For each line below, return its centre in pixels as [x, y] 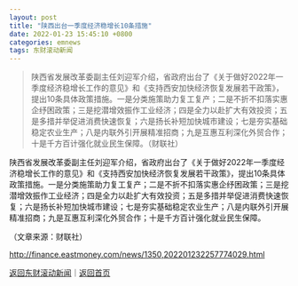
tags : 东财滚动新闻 [41, 51]
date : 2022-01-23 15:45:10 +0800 [71, 34]
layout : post [33, 17]
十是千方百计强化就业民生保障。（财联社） [107, 144]
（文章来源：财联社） [48, 237]
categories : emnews [45, 42]
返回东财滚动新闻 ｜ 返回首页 [60, 273]
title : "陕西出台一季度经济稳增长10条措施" [81, 26]
